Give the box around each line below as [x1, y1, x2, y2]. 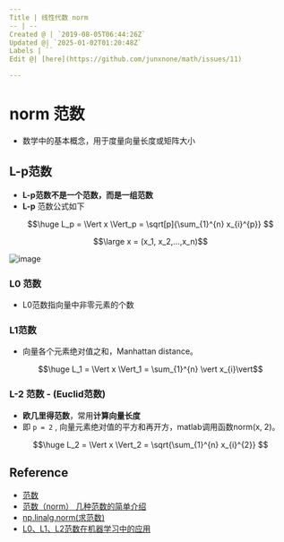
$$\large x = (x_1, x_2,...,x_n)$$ [92, 236, 209, 246]
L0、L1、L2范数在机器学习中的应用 [22, 523, 151, 534]
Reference [9, 465, 69, 480]
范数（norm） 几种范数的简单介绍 [22, 501, 147, 512]
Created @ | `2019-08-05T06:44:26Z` [9, 30, 146, 39]
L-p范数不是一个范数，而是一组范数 [22, 189, 154, 200]
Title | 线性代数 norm [9, 13, 89, 22]
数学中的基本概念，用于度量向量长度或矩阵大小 [22, 135, 195, 146]
